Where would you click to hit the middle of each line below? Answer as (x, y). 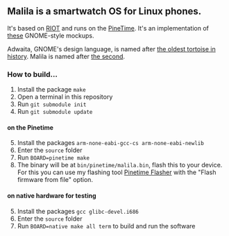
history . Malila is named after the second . (66, 56)
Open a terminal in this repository (65, 97)
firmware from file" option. (55, 180)
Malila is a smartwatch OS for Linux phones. (104, 11)
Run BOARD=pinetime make (53, 158)
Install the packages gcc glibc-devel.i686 (78, 211)
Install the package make (51, 90)
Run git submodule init (52, 104)
